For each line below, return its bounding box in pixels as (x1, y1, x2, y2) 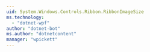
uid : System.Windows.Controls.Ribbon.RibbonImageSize (6, 8, 145, 15)
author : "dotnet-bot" (6, 25, 61, 32)
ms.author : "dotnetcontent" (6, 31, 77, 37)
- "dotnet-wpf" (11, 20, 50, 26)
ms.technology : (6, 14, 45, 20)
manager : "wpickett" (6, 36, 58, 42)
